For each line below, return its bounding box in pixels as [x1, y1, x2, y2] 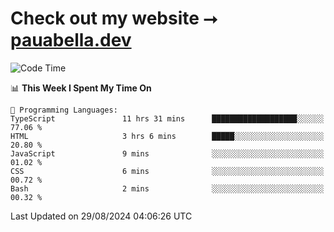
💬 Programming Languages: [10, 105, 118, 115]
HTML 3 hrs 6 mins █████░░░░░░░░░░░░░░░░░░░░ [10, 131, 325, 141]
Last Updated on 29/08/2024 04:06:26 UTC [10, 210, 193, 222]
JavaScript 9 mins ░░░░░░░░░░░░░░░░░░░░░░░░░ [10, 148, 325, 159]
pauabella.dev [10, 29, 132, 52]
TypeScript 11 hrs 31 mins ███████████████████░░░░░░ [10, 113, 325, 124]
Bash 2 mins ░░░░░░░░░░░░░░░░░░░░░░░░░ [10, 183, 325, 194]
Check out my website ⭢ [10, 7, 218, 30]
